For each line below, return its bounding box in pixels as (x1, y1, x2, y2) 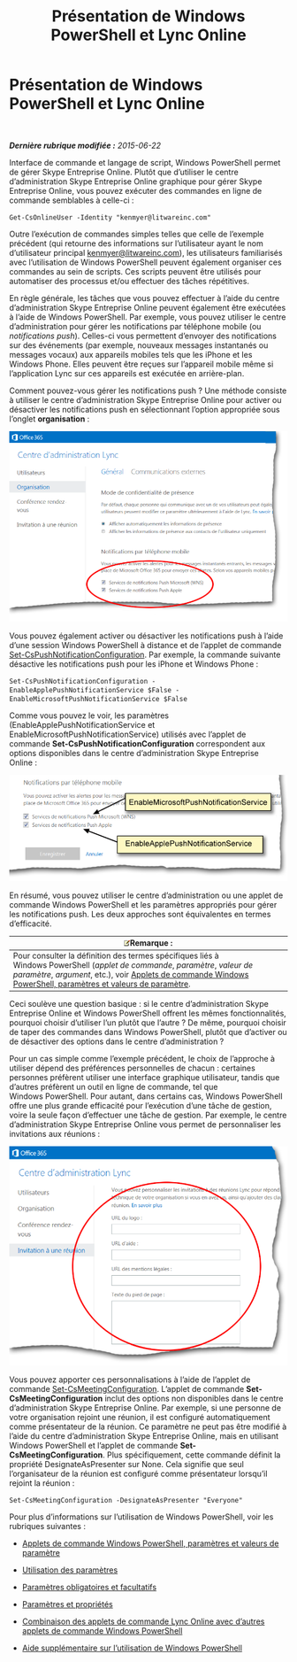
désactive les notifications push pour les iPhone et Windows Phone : (9, 659, 259, 669)
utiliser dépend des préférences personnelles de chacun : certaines (9, 1063, 256, 1073)
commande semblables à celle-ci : (9, 195, 134, 205)
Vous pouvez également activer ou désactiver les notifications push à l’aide (9, 630, 284, 641)
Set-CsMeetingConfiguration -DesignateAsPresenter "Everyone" (9, 1496, 243, 1504)
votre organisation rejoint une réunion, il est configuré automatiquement (9, 1411, 271, 1422)
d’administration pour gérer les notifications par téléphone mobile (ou (9, 321, 262, 331)
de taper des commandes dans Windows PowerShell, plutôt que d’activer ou (9, 1026, 287, 1037)
